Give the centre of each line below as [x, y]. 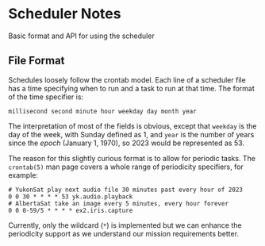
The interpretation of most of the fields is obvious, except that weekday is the [132, 126]
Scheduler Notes [65, 14]
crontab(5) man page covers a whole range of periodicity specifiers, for [126, 167]
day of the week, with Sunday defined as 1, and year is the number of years [131, 134]
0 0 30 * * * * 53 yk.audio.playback [71, 196]
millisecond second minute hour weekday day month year [102, 111]
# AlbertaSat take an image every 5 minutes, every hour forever [118, 203]
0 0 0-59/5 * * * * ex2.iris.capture [71, 210]
